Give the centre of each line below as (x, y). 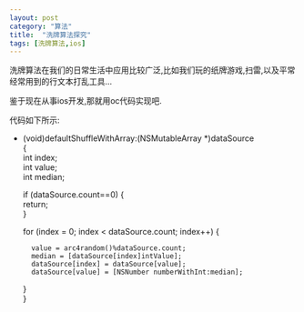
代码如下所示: (35, 120)
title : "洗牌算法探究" (50, 35)
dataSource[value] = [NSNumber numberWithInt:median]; (137, 272)
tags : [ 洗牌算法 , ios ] (48, 43)
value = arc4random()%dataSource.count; (109, 248)
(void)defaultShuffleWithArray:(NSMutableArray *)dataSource (138, 138)
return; (35, 205)
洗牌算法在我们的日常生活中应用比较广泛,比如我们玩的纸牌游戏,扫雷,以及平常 (152, 70)
